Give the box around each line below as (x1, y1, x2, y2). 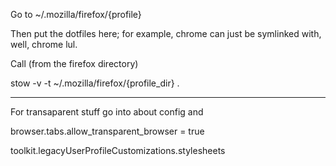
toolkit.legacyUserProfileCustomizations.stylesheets (10, 145, 226, 156)
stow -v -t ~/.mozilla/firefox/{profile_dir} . (10, 77, 180, 89)
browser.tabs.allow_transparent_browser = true (10, 125, 205, 137)
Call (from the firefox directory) (10, 58, 139, 69)
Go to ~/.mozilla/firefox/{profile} (10, 9, 142, 20)
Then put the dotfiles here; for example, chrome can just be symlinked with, (10, 28, 322, 39)
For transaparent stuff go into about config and (10, 106, 204, 118)
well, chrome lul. (10, 39, 78, 50)
